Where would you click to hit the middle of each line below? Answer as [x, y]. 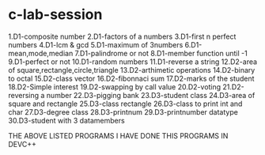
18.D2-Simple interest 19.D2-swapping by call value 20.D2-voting [115, 87]
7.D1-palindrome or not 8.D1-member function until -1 [161, 53]
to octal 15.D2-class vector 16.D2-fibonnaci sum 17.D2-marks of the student [131, 78]
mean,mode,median [41, 53]
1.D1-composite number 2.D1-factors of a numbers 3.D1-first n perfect [122, 36]
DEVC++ [23, 144]
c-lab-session [55, 15]
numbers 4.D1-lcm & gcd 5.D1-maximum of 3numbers [96, 44]
